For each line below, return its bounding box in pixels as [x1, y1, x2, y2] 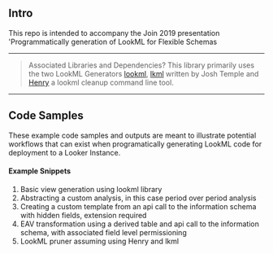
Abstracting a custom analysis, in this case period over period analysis [19, 193, 257, 203]
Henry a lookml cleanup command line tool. [28, 77, 175, 87]
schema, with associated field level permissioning [19, 227, 187, 237]
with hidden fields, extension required [19, 210, 147, 220]
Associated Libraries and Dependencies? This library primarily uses [28, 60, 254, 70]
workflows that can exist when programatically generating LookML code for [8, 138, 262, 149]
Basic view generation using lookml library [19, 184, 162, 194]
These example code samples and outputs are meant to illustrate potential [8, 130, 257, 140]
